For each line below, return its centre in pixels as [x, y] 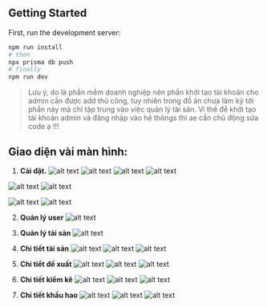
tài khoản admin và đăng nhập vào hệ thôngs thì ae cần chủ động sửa [143, 118]
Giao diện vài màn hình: [68, 151]
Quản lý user [42, 217]
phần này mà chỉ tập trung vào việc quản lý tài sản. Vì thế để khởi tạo [142, 109]
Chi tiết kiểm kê [47, 279]
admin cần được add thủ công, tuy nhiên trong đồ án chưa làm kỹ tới [141, 101]
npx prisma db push [41, 62]
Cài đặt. [33, 171]
